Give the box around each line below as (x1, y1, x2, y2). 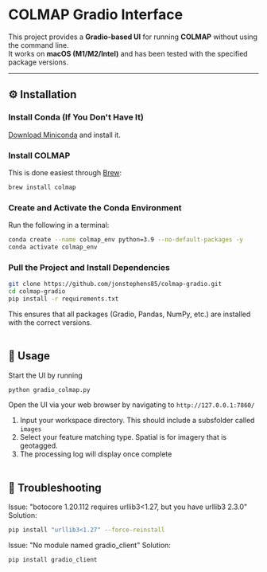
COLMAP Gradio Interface (8, 6, 184, 24)
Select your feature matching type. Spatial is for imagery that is (19, 433, 227, 442)
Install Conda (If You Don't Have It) (8, 112, 145, 123)
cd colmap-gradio (8, 288, 66, 296)
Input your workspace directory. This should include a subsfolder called (19, 416, 255, 425)
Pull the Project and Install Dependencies (8, 261, 171, 272)
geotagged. (19, 441, 58, 451)
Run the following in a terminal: (8, 221, 110, 230)
